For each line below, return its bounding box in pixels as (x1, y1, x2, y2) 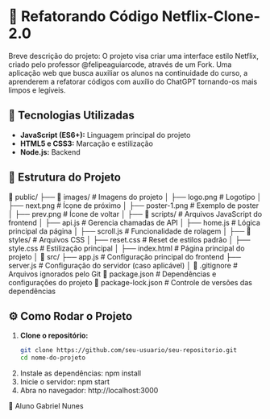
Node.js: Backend (19, 147, 81, 156)
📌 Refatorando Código (8, 7, 159, 26)
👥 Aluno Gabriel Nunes (8, 401, 84, 411)
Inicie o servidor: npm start (19, 377, 110, 387)
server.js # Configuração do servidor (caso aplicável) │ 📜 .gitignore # (8, 260, 238, 270)
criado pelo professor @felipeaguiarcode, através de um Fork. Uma (8, 60, 232, 69)
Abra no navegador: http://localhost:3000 (19, 386, 159, 396)
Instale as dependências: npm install (19, 368, 142, 378)
